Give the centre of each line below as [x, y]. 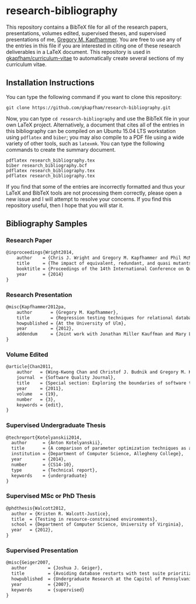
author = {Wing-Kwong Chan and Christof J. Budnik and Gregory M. [101, 372]
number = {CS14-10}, [43, 465]
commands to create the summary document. [61, 149]
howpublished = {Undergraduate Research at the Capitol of [86, 579]
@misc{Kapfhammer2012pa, [36, 307]
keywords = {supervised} [48, 590]
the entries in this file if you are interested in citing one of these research [93, 46]
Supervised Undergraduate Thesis [56, 425]
